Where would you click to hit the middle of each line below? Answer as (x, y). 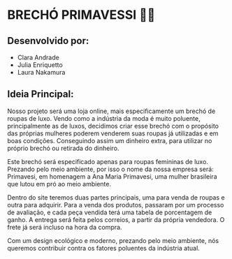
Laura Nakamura (41, 72)
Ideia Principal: (41, 94)
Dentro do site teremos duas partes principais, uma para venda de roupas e (116, 197)
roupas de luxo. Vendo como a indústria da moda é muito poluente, (104, 118)
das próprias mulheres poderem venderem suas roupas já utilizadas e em (113, 133)
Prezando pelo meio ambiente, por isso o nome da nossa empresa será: (111, 169)
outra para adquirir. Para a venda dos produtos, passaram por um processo (116, 205)
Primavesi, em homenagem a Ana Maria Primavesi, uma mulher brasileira (112, 176)
